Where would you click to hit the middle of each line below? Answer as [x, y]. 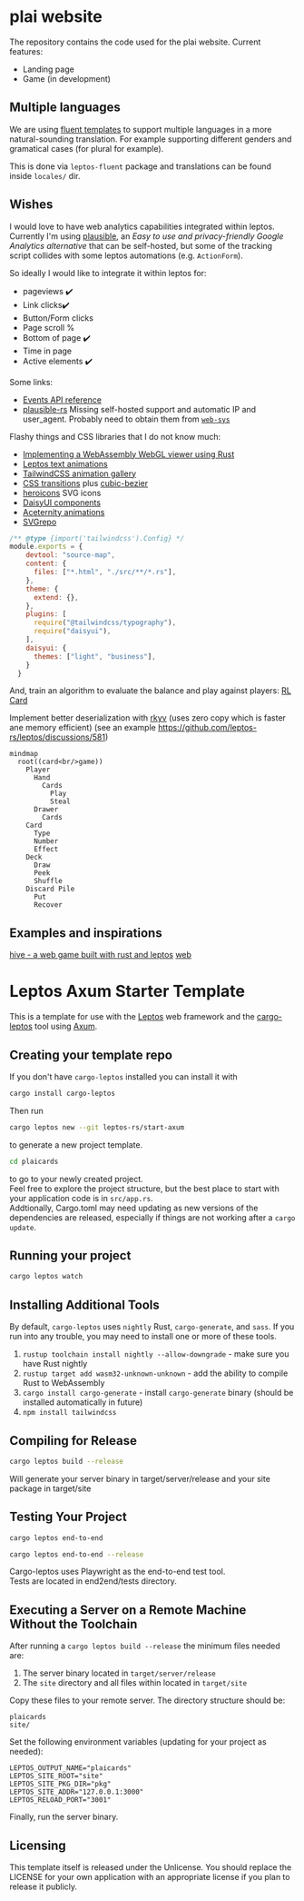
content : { [46, 564]
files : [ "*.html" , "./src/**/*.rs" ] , [105, 572]
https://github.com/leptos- [207, 728]
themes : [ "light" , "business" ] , [94, 656]
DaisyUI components [62, 503]
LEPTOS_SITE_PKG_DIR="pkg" [60, 1784]
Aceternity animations [64, 512]
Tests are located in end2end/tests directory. [93, 1581]
